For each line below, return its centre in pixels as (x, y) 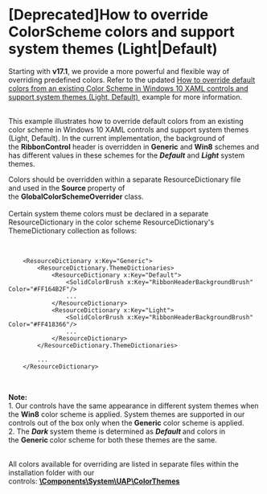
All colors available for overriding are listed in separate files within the (123, 463)
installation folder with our (51, 472)
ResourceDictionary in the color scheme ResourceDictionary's (111, 222)
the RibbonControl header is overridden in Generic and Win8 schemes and (134, 146)
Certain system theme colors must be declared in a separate (109, 213)
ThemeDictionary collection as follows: (73, 230)
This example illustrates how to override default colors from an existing (126, 121)
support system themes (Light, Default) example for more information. (125, 97)
